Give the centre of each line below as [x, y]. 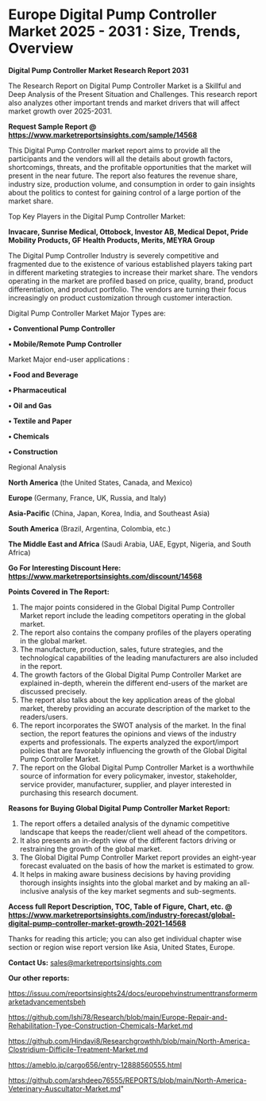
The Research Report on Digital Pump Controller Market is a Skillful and [125, 86]
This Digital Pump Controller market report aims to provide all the [114, 150]
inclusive [34, 890]
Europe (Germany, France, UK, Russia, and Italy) [87, 497]
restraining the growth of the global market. [91, 848]
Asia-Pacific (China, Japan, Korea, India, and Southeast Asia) [109, 513]
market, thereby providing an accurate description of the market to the [135, 708]
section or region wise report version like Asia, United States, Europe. [122, 947]
